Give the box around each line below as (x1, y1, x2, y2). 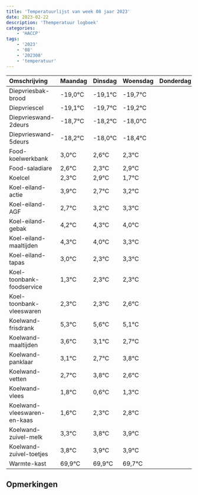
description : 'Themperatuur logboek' (6, 19, 99, 25)
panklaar (9, 358, 34, 366)
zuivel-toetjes (9, 450, 48, 458)
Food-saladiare (9, 164, 52, 172)
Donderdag (159, 77, 192, 85)
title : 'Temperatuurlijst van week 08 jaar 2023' (6, 8, 131, 15)
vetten (9, 375, 27, 383)
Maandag (60, 77, 87, 85)
